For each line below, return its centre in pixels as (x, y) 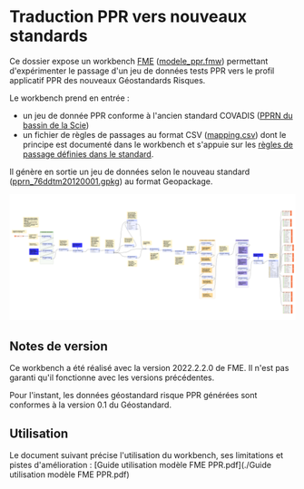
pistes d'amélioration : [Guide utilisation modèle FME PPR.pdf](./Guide (141, 465)
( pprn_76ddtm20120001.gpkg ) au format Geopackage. (111, 181)
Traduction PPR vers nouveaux (128, 17)
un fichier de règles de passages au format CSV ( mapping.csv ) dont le (154, 134)
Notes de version (59, 346)
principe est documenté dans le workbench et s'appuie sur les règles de (157, 144)
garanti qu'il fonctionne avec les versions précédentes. (112, 377)
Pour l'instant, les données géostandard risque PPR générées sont (133, 396)
